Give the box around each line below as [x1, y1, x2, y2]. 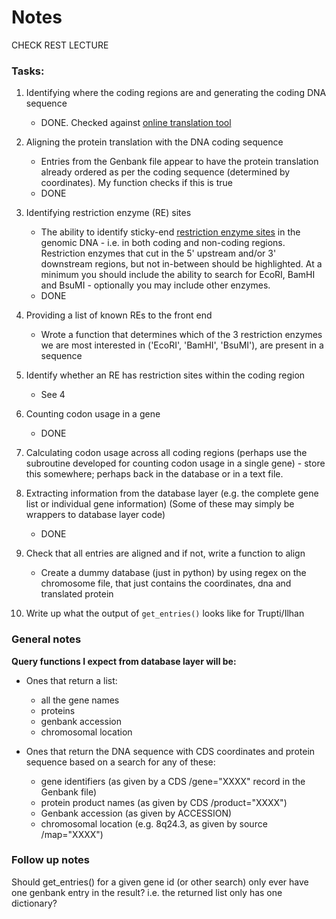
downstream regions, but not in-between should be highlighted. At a [40, 258, 323, 270]
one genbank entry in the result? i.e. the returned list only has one [11, 886, 283, 898]
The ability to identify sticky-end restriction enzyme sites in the [40, 226, 301, 238]
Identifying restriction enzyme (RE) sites [25, 207, 192, 219]
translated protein [40, 588, 114, 600]
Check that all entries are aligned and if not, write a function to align [25, 547, 306, 560]
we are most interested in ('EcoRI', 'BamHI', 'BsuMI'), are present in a [40, 339, 324, 351]
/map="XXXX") [40, 828, 104, 840]
